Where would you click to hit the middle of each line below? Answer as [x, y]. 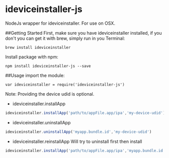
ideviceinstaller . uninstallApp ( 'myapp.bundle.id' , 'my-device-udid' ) [78, 132]
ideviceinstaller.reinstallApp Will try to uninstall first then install [77, 141]
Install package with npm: [32, 57]
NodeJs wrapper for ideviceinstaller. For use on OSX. [60, 23]
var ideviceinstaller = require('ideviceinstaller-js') [65, 85]
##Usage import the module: [35, 75]
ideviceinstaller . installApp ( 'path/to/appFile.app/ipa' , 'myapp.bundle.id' [85, 150]
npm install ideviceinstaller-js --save [48, 66]
